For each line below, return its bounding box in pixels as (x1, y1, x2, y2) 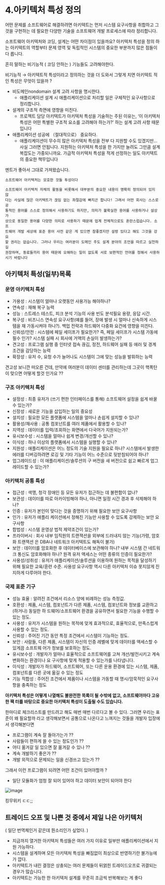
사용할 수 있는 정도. (12, 626, 49, 632)
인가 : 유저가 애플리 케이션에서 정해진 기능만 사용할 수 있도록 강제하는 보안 (12, 514, 154, 520)
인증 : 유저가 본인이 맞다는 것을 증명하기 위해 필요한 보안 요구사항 (12, 508, 137, 514)
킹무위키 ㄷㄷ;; (5, 798, 33, 804)
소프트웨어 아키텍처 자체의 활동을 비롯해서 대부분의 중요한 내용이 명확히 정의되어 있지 (5, 187, 156, 192)
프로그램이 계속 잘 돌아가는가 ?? (12, 731, 74, 738)
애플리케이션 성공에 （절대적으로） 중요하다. (12, 131, 98, 137)
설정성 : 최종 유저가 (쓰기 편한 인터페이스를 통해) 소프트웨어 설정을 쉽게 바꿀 (12, 396, 158, 402)
